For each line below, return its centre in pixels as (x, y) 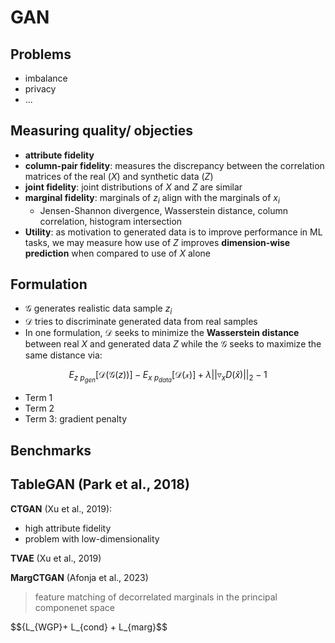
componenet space (74, 607)
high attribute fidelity (68, 528)
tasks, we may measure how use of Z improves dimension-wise (157, 242)
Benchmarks (51, 450)
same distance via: (63, 355)
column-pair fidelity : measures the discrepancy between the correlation (174, 165)
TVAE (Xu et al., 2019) (56, 558)
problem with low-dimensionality (92, 538)
